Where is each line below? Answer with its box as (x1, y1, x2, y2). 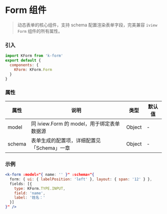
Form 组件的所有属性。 (17, 28, 63, 34)
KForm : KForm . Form (14, 67, 52, 72)
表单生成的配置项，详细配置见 (31, 137, 101, 144)
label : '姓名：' (14, 195, 46, 200)
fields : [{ (9, 181, 32, 186)
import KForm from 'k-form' (5, 53, 64, 59)
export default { (5, 58, 41, 63)
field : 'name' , (14, 191, 46, 196)
